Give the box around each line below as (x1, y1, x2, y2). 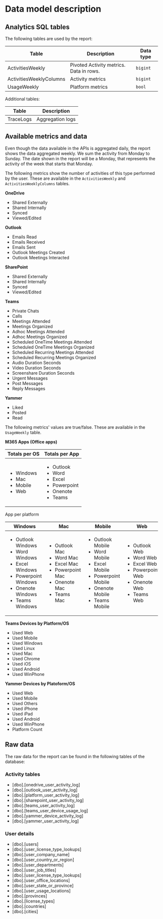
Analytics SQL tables (5, 23, 70, 31)
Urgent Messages (12, 375, 48, 381)
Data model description (5, 3, 101, 15)
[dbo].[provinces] (12, 893, 48, 899)
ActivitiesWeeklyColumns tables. (5, 180, 70, 186)
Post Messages (12, 380, 43, 386)
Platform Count (12, 726, 43, 732)
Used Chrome (12, 655, 40, 661)
